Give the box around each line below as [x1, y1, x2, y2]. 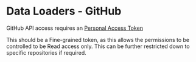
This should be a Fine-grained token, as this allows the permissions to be [6, 36, 190, 43]
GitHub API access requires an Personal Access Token [6, 24, 143, 32]
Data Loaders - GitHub [6, 4, 122, 18]
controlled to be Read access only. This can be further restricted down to [6, 43, 190, 50]
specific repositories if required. [6, 49, 86, 56]
